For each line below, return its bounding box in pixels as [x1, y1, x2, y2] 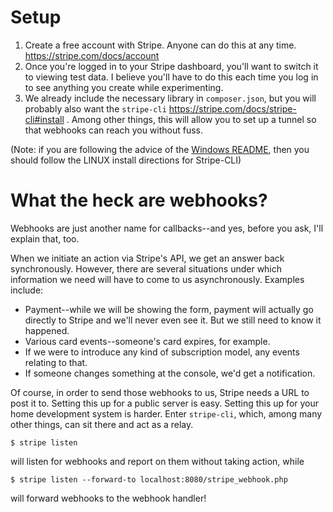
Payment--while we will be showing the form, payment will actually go [24, 303, 314, 315]
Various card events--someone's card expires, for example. [24, 335, 271, 347]
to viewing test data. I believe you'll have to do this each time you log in [24, 71, 319, 83]
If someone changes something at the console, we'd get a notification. [24, 367, 316, 379]
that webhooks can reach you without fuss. [24, 124, 204, 136]
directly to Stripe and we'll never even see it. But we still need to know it [24, 314, 322, 326]
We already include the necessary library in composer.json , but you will [24, 92, 317, 104]
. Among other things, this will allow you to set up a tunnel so [66, 113, 317, 125]
